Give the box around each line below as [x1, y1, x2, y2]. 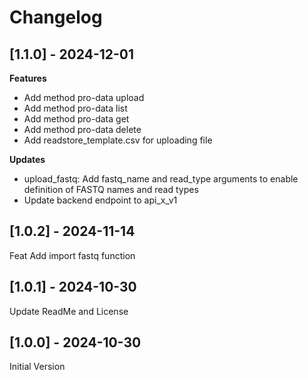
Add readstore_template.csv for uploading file [23, 134, 213, 146]
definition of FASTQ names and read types [23, 184, 199, 195]
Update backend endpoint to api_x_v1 [23, 194, 178, 206]
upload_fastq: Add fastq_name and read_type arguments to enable [23, 173, 299, 185]
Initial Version [9, 361, 66, 373]
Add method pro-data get [23, 113, 130, 125]
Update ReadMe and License [9, 305, 129, 317]
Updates [9, 154, 46, 165]
